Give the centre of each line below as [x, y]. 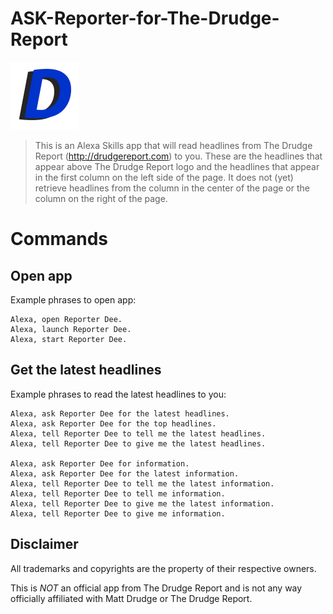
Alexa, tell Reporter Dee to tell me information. [118, 493]
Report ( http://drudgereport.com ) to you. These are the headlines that [178, 156]
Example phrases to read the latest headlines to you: [118, 394]
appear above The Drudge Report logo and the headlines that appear [177, 166]
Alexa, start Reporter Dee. [69, 339]
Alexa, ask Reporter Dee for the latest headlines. [120, 413]
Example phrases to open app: [73, 299]
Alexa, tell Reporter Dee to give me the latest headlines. [138, 443]
